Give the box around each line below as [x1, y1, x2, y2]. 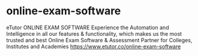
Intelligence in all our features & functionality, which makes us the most [6, 30, 182, 37]
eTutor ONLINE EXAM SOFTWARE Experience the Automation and [6, 24, 169, 31]
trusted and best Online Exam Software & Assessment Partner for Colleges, [6, 36, 193, 43]
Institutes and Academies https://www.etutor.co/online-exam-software [6, 43, 181, 50]
